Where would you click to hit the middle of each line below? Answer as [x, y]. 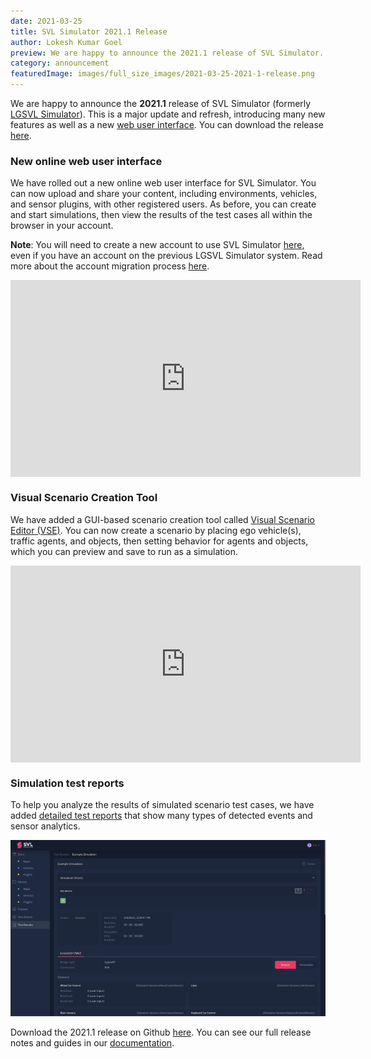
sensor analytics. [45, 826]
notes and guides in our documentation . [92, 1043]
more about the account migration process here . [110, 266]
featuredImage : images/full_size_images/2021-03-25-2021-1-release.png [162, 74]
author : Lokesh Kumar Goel [66, 42]
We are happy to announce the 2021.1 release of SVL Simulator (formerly [161, 103]
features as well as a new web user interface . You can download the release [167, 124]
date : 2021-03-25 [46, 21]
